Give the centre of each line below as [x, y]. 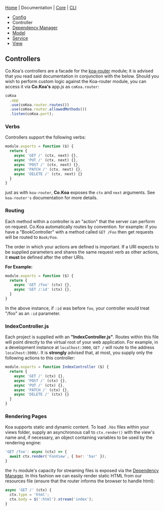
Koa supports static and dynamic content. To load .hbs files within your [77, 427]
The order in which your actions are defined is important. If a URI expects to [82, 246]
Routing [15, 211]
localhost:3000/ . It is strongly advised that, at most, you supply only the [79, 353]
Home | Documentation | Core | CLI [41, 8]
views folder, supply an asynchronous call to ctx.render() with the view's [80, 432]
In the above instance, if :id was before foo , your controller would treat [77, 308]
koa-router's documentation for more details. [51, 198]
